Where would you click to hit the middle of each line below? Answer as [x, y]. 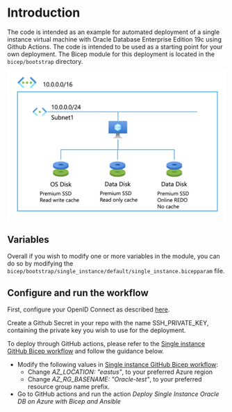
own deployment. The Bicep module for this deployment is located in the [111, 54]
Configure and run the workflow [78, 293]
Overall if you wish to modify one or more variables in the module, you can [114, 256]
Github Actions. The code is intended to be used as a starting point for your [115, 46]
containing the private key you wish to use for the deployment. [97, 330]
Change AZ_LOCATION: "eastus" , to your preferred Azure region [120, 372]
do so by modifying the [40, 264]
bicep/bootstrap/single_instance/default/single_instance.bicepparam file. [116, 271]
